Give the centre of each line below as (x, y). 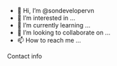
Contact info (25, 56)
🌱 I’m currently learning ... (54, 25)
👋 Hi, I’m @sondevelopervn (55, 11)
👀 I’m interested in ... (46, 18)
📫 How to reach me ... (49, 40)
